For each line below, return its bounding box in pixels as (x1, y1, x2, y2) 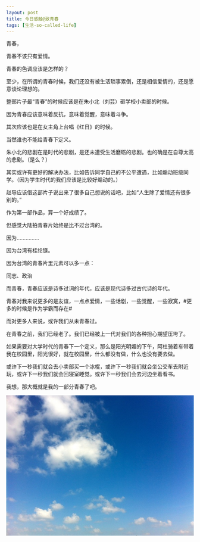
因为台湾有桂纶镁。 (6, 247, 54, 254)
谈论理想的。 (11, 85, 43, 92)
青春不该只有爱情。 (6, 52, 54, 60)
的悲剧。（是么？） (6, 156, 51, 163)
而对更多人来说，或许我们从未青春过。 (6, 317, 100, 325)
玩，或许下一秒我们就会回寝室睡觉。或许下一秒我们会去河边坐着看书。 (6, 370, 179, 378)
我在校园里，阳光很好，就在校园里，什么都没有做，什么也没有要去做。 (6, 350, 179, 357)
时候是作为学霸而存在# (16, 305, 73, 312)
